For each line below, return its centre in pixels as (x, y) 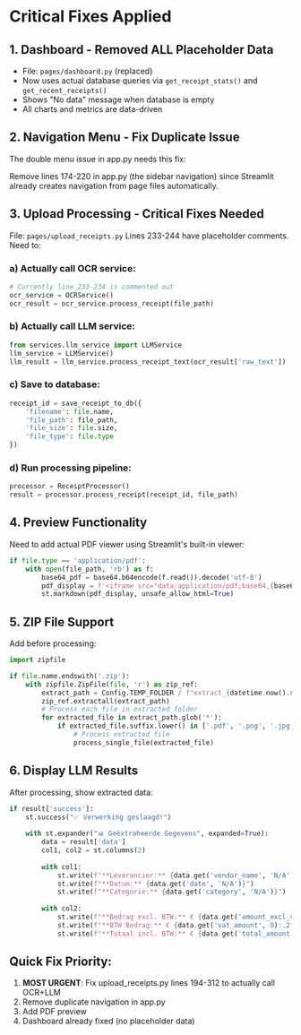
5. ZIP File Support (62, 621)
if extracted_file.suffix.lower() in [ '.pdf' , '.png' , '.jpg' (176, 726)
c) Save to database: (55, 384)
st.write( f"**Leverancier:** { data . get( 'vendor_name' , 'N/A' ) (176, 875)
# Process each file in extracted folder (120, 710)
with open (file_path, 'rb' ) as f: (90, 569)
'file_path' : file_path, (72, 420)
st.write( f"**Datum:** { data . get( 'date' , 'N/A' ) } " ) (155, 884)
